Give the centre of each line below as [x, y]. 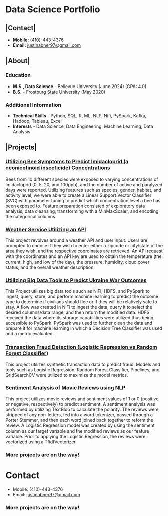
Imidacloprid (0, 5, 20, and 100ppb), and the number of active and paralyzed [84, 184]
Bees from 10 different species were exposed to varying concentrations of [82, 179]
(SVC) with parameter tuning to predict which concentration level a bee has [83, 200]
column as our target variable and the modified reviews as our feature [77, 431]
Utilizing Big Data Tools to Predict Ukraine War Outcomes [76, 280]
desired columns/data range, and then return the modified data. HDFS [77, 312]
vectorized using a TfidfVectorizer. [41, 442]
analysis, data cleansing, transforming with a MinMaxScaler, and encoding [82, 211]
